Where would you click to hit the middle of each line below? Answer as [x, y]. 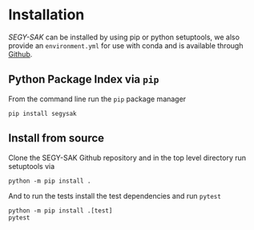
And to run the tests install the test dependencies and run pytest [115, 195]
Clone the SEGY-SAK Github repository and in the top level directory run [127, 158]
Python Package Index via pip [84, 79]
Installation [46, 15]
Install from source [56, 138]
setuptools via [32, 166]
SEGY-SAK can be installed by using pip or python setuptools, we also [124, 37]
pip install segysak [43, 113]
